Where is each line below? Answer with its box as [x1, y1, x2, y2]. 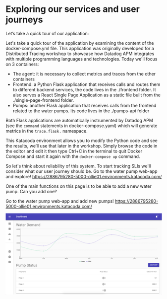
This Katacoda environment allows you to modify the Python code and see [5, 138, 158, 144]
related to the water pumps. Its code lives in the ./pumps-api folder [12, 108, 150, 114]
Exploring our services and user [5, 3, 140, 15]
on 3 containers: [5, 61, 39, 67]
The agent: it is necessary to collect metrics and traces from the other [12, 71, 156, 76]
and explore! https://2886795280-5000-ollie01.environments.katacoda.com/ [5, 173, 162, 179]
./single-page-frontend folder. [12, 97, 74, 103]
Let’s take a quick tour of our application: [5, 30, 89, 36]
